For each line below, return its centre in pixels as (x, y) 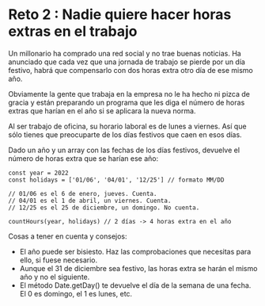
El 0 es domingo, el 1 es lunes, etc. (76, 293)
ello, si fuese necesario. (59, 260)
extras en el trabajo (73, 31)
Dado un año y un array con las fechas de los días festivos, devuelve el (124, 150)
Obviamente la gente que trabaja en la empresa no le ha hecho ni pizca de (129, 94)
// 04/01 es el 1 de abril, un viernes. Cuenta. (90, 201)
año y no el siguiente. (55, 277)
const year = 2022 (38, 173)
